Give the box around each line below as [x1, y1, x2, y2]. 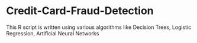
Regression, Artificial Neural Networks [6, 29, 99, 37]
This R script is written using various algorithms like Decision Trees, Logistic [6, 24, 192, 31]
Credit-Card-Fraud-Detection [6, 4, 154, 18]
